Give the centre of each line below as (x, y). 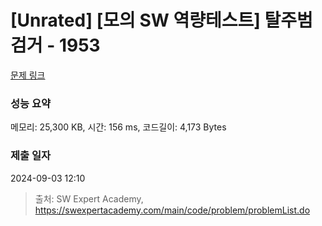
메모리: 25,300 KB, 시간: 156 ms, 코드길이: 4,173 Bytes (118, 127)
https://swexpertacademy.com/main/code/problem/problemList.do (172, 210)
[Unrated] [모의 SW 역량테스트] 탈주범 (161, 20)
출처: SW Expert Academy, (89, 198)
